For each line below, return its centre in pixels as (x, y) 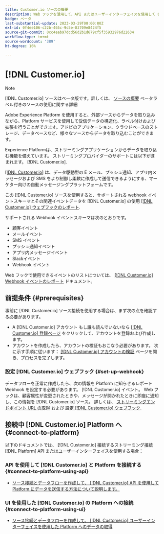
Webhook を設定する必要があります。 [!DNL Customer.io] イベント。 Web (79, 389)
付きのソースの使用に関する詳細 (46, 104)
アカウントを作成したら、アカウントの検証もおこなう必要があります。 (82, 346)
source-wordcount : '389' (30, 42)
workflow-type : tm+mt (27, 37)
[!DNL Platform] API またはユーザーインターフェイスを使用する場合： (74, 451)
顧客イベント (25, 228)
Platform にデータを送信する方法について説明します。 (66, 489)
